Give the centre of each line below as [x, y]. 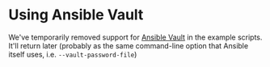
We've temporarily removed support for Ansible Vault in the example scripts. [135, 37]
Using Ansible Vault [76, 15]
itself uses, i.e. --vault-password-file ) [73, 54]
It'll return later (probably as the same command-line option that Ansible [129, 45]
